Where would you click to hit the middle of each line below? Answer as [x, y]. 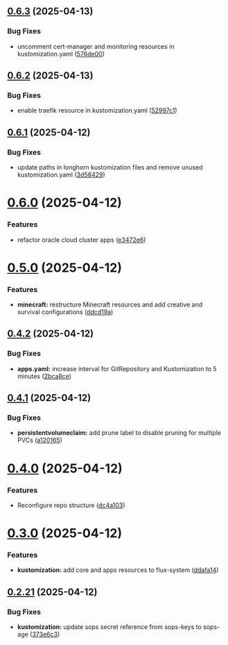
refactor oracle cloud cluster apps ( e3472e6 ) [81, 240]
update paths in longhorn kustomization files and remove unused [110, 168]
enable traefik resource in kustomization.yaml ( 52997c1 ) [97, 111]
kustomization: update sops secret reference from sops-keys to [109, 627]
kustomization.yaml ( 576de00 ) [61, 54]
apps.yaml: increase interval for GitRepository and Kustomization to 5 [117, 368]
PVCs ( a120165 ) [40, 440]
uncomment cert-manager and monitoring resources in [96, 46]
